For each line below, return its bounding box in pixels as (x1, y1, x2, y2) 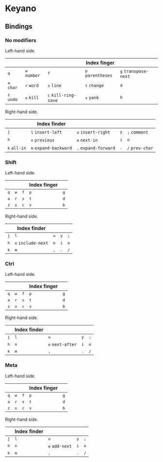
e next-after (48, 342, 77, 347)
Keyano (5, 3, 36, 14)
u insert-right (77, 129, 111, 135)
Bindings (5, 22, 33, 31)
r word (25, 83, 39, 88)
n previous (31, 137, 55, 143)
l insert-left (31, 129, 62, 135)
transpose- (123, 68, 149, 74)
